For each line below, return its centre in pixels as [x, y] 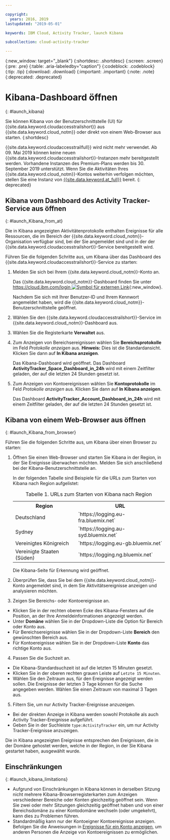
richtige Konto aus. [32, 648]
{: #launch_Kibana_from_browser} [41, 432]
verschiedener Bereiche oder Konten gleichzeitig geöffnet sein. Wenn [85, 799]
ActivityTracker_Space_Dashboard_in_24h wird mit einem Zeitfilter [84, 368]
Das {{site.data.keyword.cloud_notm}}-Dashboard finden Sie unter [82, 282]
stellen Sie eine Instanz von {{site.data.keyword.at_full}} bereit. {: [73, 180]
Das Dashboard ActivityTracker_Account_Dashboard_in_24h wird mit [87, 398]
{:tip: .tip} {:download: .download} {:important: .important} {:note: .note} [80, 72]
